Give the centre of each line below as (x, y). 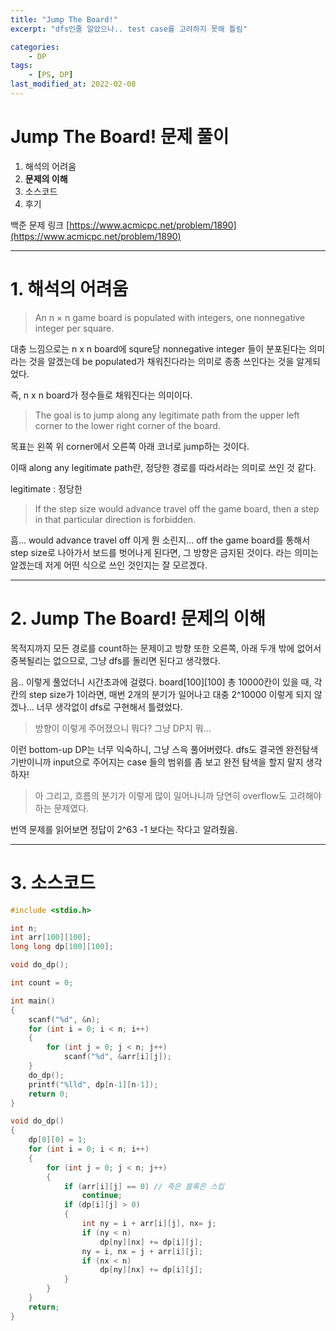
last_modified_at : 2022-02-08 (73, 84)
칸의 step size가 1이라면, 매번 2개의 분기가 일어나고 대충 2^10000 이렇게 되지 (161, 694)
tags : (21, 66)
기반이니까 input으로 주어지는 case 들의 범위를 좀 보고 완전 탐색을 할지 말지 (157, 762)
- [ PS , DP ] (51, 75)
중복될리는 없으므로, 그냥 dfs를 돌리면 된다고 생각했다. (115, 660)
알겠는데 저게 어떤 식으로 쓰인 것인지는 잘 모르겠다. (109, 565)
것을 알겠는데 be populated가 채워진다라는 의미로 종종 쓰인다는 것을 (161, 361)
